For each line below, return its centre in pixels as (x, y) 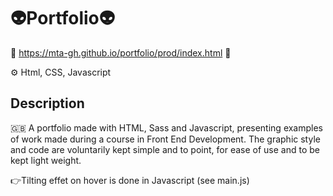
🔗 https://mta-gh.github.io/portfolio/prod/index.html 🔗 (121, 52)
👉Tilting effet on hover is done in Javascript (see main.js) (130, 180)
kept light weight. (46, 160)
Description (47, 103)
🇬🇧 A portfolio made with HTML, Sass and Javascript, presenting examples (167, 127)
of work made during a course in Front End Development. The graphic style (165, 139)
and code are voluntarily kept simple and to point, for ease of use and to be (165, 149)
